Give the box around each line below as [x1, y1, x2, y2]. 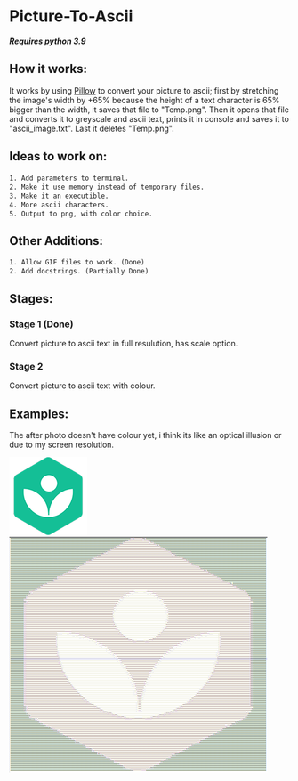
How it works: [9, 61, 87, 77]
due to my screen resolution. [9, 439, 114, 451]
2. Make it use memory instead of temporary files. [9, 183, 205, 191]
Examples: [9, 406, 69, 421]
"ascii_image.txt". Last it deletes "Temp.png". [9, 123, 175, 134]
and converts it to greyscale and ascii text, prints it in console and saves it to [9, 113, 289, 124]
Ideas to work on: [9, 149, 108, 164]
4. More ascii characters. [9, 200, 109, 209]
